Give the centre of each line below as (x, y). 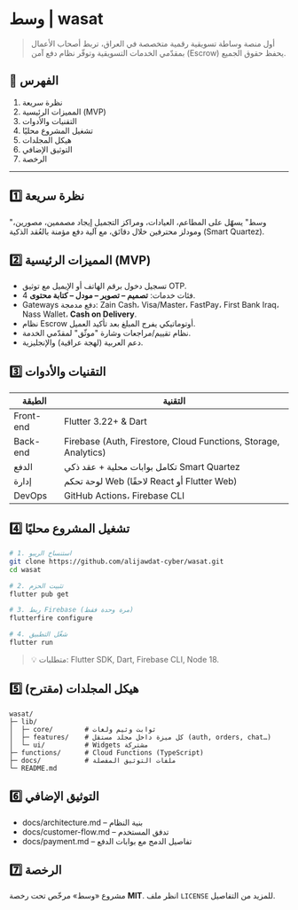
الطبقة (34, 401)
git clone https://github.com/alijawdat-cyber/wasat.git (117, 561)
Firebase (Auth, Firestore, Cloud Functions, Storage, (172, 442)
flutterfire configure (51, 618)
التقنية (174, 401)
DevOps (31, 496)
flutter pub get (39, 594)
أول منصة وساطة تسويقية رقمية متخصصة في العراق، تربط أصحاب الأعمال (153, 43)
